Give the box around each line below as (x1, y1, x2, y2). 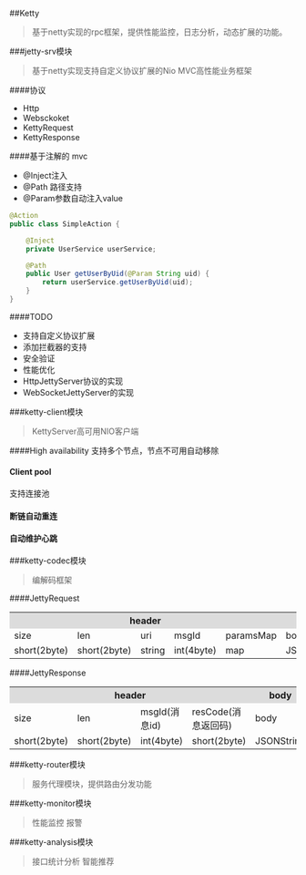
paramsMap (225, 629, 278, 642)
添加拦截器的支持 (22, 341, 87, 352)
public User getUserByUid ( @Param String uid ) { (25, 269, 209, 279)
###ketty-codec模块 (9, 555, 87, 566)
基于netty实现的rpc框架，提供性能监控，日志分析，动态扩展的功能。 (31, 26, 288, 37)
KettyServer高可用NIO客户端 (31, 426, 139, 437)
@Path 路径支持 (22, 181, 82, 192)
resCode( (191, 705, 232, 718)
